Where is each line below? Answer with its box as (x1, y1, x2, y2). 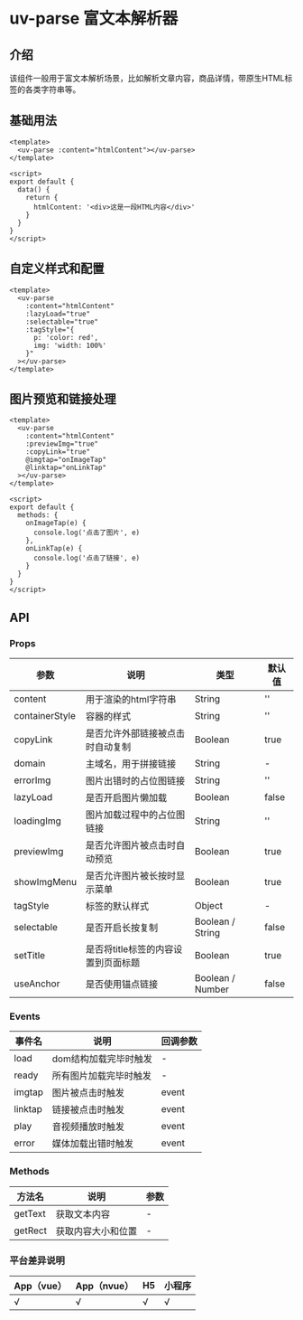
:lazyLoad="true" (25, 309, 91, 318)
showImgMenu (14, 876, 78, 889)
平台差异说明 (9, 1254, 66, 1267)
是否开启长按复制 (85, 921, 159, 934)
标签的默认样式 (85, 900, 150, 913)
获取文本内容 (55, 1208, 111, 1221)
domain (14, 757, 46, 769)
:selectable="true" (25, 317, 99, 326)
